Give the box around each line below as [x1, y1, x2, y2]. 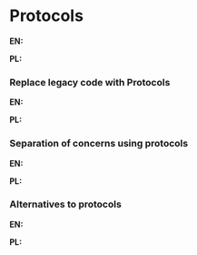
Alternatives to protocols [9, 198, 123, 210]
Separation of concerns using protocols [9, 138, 189, 150]
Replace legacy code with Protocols [9, 76, 171, 88]
